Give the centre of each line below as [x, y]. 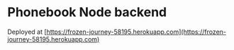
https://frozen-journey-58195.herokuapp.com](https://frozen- [136, 32]
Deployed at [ [27, 32]
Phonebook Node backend [87, 12]
